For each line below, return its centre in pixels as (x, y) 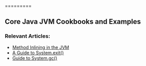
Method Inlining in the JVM (41, 47)
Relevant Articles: (28, 36)
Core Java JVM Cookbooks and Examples (73, 22)
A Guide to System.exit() (38, 53)
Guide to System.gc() (35, 58)
